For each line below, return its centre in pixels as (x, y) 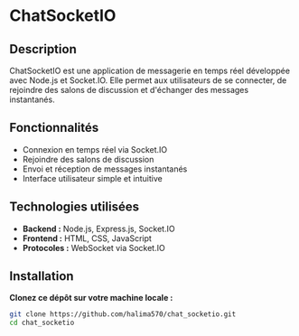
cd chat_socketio (42, 323)
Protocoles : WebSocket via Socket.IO (93, 247)
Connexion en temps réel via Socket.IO (95, 149)
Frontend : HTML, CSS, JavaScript (87, 238)
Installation (42, 276)
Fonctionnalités (54, 128)
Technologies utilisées (75, 207)
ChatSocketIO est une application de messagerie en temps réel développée (150, 70)
